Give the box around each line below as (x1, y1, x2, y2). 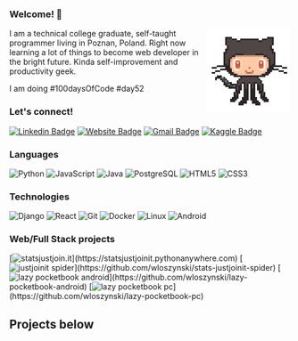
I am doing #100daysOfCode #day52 (9, 84, 145, 94)
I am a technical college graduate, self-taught (9, 28, 177, 39)
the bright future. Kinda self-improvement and (9, 57, 178, 68)
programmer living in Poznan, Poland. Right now (9, 37, 186, 48)
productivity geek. (9, 66, 77, 77)
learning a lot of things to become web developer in (9, 47, 199, 58)
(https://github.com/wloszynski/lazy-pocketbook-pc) (9, 291, 204, 302)
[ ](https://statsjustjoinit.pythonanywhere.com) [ (9, 253, 244, 264)
